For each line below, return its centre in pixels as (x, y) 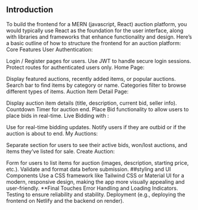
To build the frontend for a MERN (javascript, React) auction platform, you (97, 24)
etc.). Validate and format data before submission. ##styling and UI (89, 169)
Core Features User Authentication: (50, 49)
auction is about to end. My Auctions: (52, 133)
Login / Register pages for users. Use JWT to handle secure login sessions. (99, 61)
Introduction (30, 10)
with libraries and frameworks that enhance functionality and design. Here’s (99, 37)
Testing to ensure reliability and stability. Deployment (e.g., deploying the (96, 194)
